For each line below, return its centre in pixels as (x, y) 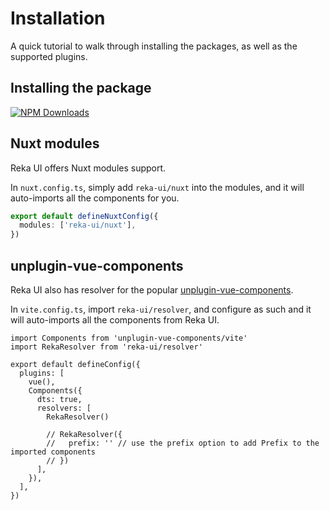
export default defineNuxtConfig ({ (84, 216)
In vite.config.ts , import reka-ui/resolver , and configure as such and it (161, 309)
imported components (53, 452)
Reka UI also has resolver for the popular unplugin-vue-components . (152, 290)
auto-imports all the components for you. (95, 198)
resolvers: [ (64, 408)
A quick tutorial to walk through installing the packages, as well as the (154, 46)
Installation (58, 18)
